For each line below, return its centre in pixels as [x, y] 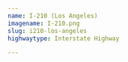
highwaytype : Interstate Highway [64, 38]
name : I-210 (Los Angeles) [53, 16]
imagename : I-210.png [44, 23]
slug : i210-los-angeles [47, 31]
